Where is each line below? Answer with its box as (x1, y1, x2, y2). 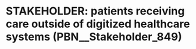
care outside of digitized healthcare (5, 17, 191, 31)
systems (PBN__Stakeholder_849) (5, 30, 183, 44)
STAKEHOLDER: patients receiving (5, 4, 185, 18)
